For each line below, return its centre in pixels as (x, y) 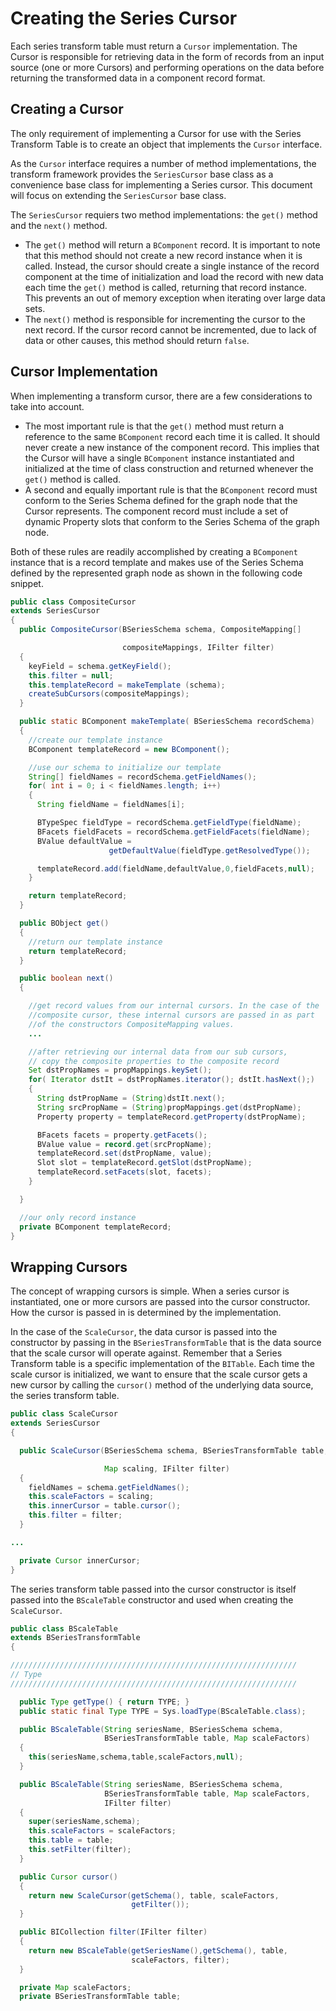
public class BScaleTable (64, 1628)
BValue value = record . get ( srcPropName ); (124, 1144)
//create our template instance (95, 740)
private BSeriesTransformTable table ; (100, 1997)
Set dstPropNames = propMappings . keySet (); (120, 1070)
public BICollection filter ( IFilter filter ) (113, 1932)
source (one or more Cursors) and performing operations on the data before (167, 67)
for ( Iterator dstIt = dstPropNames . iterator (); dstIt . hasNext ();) (171, 1080)
